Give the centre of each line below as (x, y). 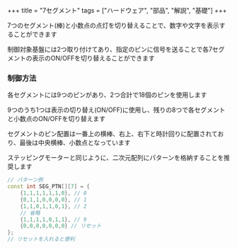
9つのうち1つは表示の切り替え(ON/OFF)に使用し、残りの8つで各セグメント (116, 110)
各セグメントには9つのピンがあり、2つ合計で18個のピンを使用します (107, 95)
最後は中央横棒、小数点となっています (75, 143)
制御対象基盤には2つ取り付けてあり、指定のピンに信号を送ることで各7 (110, 49)
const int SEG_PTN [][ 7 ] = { (49, 187)
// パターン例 (25, 180)
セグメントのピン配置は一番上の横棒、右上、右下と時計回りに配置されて (112, 134)
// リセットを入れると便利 (41, 239)
